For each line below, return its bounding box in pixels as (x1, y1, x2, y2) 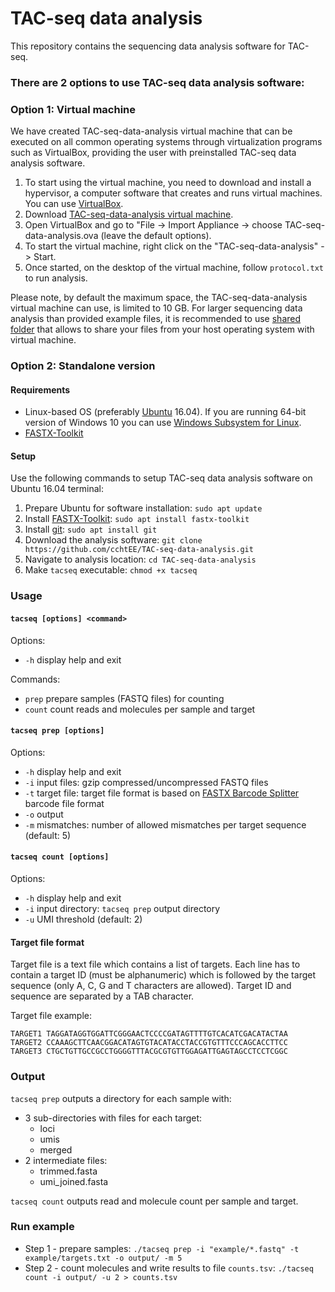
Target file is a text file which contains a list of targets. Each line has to (10, 958, 301, 971)
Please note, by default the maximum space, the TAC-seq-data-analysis (10, 292, 308, 304)
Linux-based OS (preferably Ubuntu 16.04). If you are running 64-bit (24, 406, 307, 418)
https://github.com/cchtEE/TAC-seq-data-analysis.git (24, 545, 254, 555)
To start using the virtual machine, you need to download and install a (24, 177, 312, 189)
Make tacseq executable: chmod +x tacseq (24, 564, 198, 576)
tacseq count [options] (10, 852, 110, 862)
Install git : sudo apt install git (24, 523, 158, 536)
